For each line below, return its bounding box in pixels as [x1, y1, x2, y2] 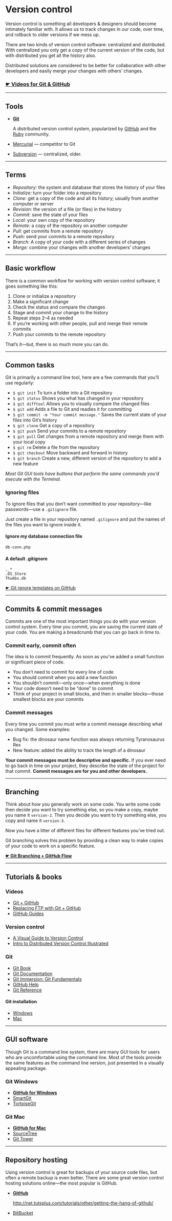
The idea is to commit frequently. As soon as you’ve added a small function [5, 654, 164, 660]
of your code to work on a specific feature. [5, 843, 96, 849]
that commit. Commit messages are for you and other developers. [5, 768, 147, 774]
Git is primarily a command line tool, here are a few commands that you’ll [5, 374, 159, 380]
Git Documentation [12, 970, 53, 977]
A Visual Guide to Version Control [12, 935, 83, 941]
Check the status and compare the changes [12, 304, 105, 310]
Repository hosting [5, 1155, 68, 1164]
